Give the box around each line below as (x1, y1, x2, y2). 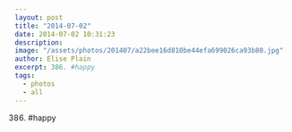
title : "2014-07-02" (14, 21, 92, 30)
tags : (14, 71, 35, 80)
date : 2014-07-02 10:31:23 (14, 29, 116, 38)
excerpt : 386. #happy (14, 63, 96, 72)
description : (14, 37, 64, 47)
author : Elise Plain (14, 54, 92, 63)
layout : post (14, 12, 64, 22)
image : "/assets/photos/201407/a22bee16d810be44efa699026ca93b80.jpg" (14, 46, 284, 55)
